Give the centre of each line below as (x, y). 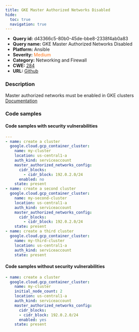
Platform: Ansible (31, 49)
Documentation (21, 101)
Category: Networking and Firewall (50, 60)
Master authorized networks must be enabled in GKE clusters (69, 95)
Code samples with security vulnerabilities (51, 126)
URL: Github (25, 71)
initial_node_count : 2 (38, 291)
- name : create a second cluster (41, 189)
